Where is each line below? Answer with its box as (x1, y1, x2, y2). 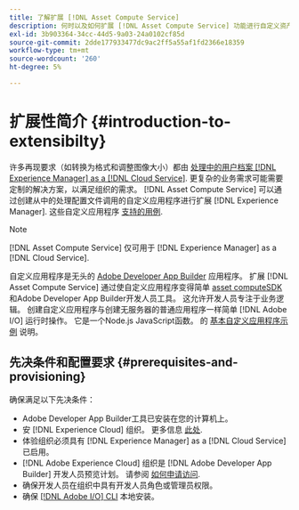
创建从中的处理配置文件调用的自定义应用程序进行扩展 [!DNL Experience (16, 195, 279, 206)
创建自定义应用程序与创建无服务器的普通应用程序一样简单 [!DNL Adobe (26, 304, 287, 314)
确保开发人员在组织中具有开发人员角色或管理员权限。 (21, 480, 218, 490)
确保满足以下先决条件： (9, 393, 95, 405)
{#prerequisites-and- (117, 355, 238, 370)
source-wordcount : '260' (9, 54, 101, 63)
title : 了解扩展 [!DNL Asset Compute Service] (9, 12, 180, 22)
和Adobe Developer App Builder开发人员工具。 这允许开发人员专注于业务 (9, 293, 277, 304)
